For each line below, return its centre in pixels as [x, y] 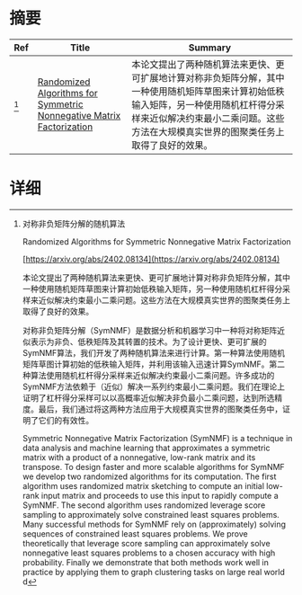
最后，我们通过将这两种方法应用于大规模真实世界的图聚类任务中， [160, 409]
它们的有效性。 [66, 420]
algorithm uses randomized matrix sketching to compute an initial [143, 485]
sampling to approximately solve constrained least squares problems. [151, 514]
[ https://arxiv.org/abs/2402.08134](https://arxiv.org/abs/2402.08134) [151, 259]
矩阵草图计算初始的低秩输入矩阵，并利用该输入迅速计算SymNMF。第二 [154, 364]
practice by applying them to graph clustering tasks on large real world [154, 572]
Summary [210, 48]
